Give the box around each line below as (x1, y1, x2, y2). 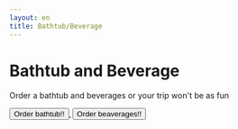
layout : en (9, 13, 50, 23)
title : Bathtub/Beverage (9, 22, 103, 31)
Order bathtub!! (14, 109, 65, 119)
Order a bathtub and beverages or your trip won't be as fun (9, 90, 230, 101)
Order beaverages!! (76, 109, 142, 119)
